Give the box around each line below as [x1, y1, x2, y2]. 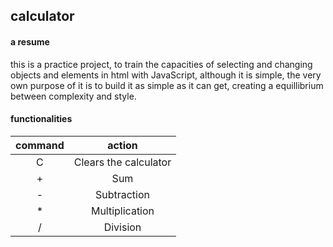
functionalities [10, 113, 73, 125]
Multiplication [90, 204, 155, 218]
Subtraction [94, 187, 151, 201]
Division [103, 220, 142, 234]
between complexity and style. [10, 90, 137, 102]
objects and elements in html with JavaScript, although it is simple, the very [10, 69, 322, 81]
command [15, 138, 65, 152]
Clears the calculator [73, 155, 172, 169]
